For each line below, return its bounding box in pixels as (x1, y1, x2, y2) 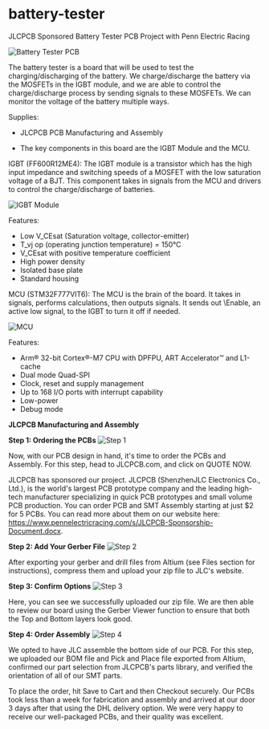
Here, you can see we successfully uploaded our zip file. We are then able (8, 597, 255, 606)
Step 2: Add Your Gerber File (8, 541, 106, 551)
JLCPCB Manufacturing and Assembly (8, 419, 139, 430)
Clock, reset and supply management (19, 378, 145, 388)
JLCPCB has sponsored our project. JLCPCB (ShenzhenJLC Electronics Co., (8, 474, 261, 484)
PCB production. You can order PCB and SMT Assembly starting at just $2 (8, 500, 255, 510)
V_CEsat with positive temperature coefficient (19, 248, 171, 258)
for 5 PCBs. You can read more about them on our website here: (8, 509, 221, 519)
